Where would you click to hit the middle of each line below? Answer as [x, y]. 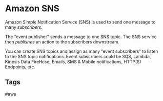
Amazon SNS [32, 9]
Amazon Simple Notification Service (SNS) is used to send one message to [80, 22]
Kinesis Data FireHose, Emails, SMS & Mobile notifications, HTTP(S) [73, 61]
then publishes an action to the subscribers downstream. [62, 41]
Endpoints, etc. [20, 67]
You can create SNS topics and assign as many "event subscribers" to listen [82, 51]
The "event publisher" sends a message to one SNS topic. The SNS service [81, 37]
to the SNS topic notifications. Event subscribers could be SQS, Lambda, [78, 56]
